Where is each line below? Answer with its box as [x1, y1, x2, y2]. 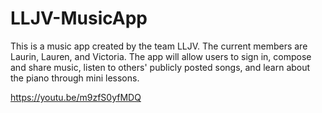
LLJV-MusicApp [10, 7, 148, 30]
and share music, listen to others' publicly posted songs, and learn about [10, 61, 311, 73]
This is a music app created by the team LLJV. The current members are [10, 40, 308, 52]
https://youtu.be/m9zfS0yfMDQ [10, 91, 142, 103]
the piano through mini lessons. [10, 72, 140, 84]
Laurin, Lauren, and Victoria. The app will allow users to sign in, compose [10, 50, 312, 62]
